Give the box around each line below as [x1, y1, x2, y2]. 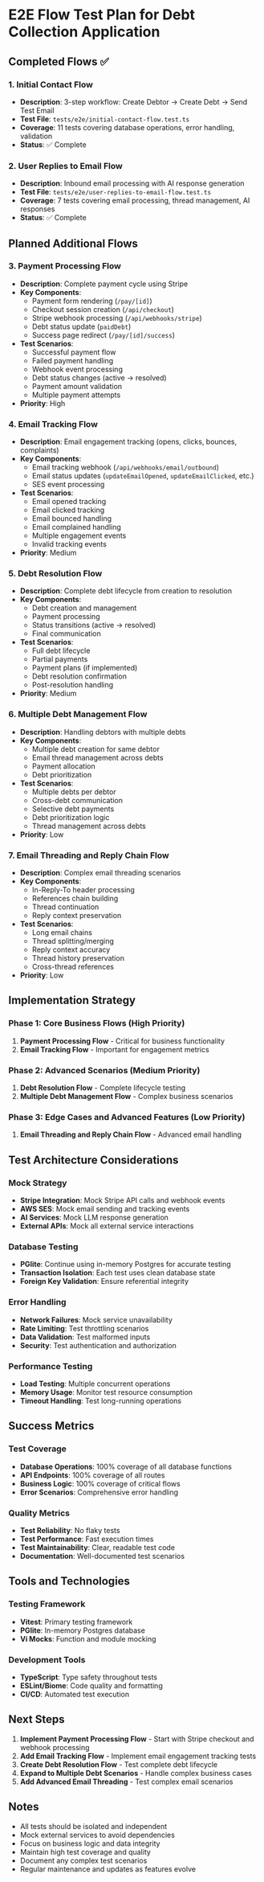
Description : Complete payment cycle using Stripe [19, 279, 189, 289]
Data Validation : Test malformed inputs [19, 1332, 151, 1342]
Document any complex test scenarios [19, 1855, 148, 1865]
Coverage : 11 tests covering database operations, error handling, [19, 122, 235, 132]
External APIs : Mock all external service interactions [19, 1221, 194, 1231]
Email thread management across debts [31, 752, 164, 762]
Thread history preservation [31, 953, 124, 963]
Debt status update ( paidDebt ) [31, 322, 132, 331]
